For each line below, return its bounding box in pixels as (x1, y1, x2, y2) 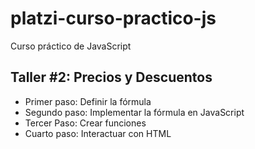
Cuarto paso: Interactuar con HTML (24, 127, 172, 139)
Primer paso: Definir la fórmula (24, 95, 152, 107)
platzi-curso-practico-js (10, 7, 217, 30)
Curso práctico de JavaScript (10, 40, 132, 52)
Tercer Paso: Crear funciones (24, 117, 147, 129)
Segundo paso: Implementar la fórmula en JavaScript (24, 106, 245, 118)
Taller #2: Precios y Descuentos (10, 69, 213, 86)
